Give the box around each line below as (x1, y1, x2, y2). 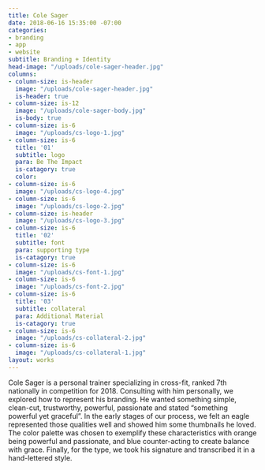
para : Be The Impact (15, 159, 83, 166)
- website (8, 48, 41, 56)
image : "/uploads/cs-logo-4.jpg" (15, 187, 125, 196)
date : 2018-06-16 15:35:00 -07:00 (8, 19, 122, 27)
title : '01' (15, 144, 55, 151)
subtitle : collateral (15, 304, 87, 312)
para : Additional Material (15, 312, 104, 320)
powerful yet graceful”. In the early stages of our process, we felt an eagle (8, 411, 250, 420)
